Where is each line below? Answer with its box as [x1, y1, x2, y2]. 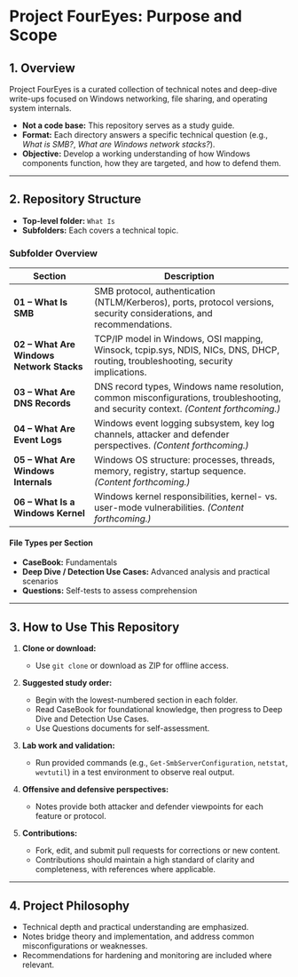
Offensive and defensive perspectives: [21, 784, 169, 795]
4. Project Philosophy [9, 898, 130, 913]
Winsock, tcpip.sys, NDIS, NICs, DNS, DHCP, [94, 344, 280, 356]
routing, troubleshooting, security [94, 355, 233, 368]
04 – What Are [13, 423, 75, 435]
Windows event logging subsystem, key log [94, 417, 275, 430]
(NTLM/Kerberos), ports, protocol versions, [94, 296, 275, 308]
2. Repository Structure [9, 192, 142, 207]
